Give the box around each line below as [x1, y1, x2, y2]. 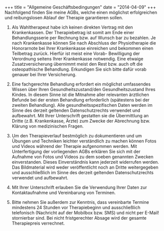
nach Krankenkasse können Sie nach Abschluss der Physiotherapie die [11, 40, 156, 46]
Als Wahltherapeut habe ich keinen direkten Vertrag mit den [11, 24, 133, 30]
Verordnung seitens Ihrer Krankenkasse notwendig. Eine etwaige [11, 56, 144, 61]
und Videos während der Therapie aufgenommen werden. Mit [11, 143, 137, 149]
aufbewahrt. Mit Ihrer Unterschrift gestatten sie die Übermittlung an [11, 113, 149, 118]
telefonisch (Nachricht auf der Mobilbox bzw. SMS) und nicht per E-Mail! [11, 210, 160, 216]
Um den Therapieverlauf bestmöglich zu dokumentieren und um [11, 133, 142, 139]
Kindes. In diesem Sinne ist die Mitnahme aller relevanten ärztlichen [11, 92, 149, 97]
